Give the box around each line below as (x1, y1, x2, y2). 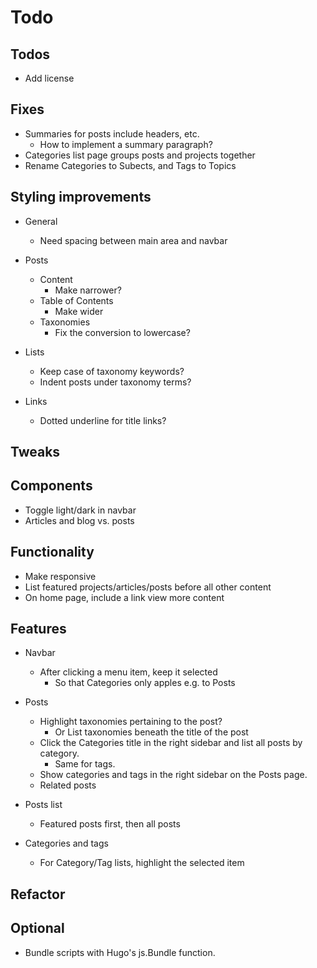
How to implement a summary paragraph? (39, 138, 213, 150)
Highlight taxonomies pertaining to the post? (39, 716, 223, 728)
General (24, 215, 58, 227)
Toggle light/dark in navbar (24, 504, 137, 516)
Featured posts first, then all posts (39, 818, 181, 830)
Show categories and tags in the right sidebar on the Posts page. (39, 769, 308, 781)
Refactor (10, 886, 66, 903)
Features (10, 621, 67, 638)
